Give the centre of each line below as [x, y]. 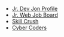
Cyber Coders [29, 27]
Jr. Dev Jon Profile [35, 9]
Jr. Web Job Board [35, 15]
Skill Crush [25, 21]
